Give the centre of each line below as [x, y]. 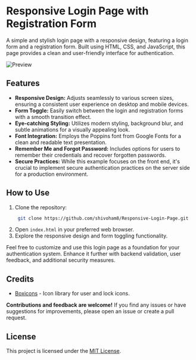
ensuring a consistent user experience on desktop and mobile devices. [102, 104]
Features [23, 83]
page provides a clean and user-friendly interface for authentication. [90, 53]
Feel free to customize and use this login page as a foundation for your [93, 248]
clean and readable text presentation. [61, 142]
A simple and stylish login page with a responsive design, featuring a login [97, 40]
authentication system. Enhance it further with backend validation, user [94, 254]
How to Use [28, 193]
